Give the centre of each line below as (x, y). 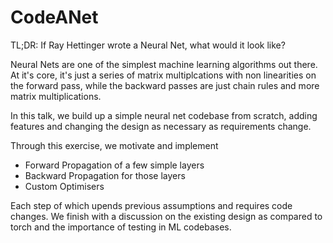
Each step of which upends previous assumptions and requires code (151, 205)
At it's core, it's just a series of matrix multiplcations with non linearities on (163, 75)
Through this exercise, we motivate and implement (114, 145)
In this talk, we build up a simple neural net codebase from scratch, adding (164, 115)
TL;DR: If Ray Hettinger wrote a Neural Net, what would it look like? (148, 45)
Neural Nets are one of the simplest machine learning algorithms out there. (164, 64)
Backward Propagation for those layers (105, 175)
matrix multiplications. (56, 96)
